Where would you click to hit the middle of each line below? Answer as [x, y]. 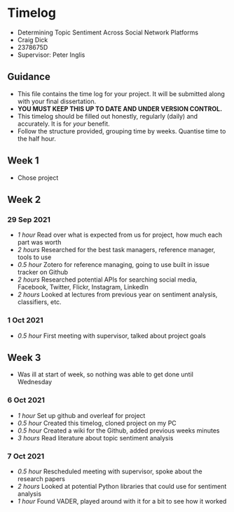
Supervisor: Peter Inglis [51, 55]
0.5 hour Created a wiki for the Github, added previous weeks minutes [118, 431]
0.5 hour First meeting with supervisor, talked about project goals [112, 336]
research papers [41, 478]
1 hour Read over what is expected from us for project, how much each [120, 235]
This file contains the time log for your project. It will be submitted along [121, 93]
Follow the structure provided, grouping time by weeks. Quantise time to [122, 131]
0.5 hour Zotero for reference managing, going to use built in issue [113, 265]
